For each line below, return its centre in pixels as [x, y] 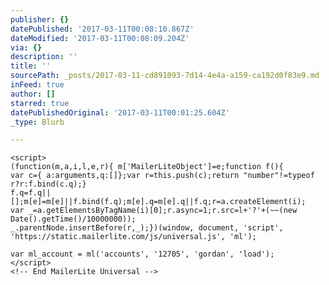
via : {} [26, 47]
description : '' [44, 57]
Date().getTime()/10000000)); [73, 219]
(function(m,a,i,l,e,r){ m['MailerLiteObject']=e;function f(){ [147, 167]
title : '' [31, 66]
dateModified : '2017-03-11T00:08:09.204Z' [100, 38]
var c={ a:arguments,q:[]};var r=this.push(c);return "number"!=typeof [162, 176]
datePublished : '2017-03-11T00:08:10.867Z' [102, 29]
